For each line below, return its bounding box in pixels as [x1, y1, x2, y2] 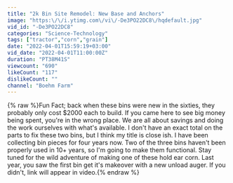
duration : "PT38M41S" [7, 56, 71, 63]
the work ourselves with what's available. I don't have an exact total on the [7, 123, 223, 132]
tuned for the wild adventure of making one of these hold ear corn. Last [7, 154, 214, 162]
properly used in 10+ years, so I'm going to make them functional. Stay [7, 146, 212, 154]
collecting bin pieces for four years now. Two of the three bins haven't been [7, 138, 226, 147]
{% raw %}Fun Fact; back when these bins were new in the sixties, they [7, 101, 215, 109]
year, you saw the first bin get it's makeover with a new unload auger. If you [7, 161, 226, 169]
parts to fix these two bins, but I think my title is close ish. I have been [7, 131, 208, 140]
